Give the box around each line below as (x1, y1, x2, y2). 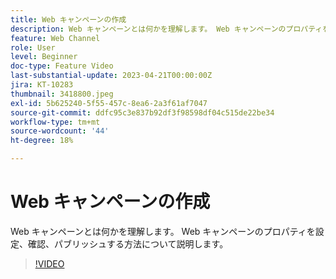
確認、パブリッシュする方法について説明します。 (27, 237, 229, 250)
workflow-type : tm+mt (10, 117, 101, 127)
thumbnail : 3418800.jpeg (10, 89, 114, 99)
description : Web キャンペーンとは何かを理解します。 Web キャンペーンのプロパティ (10, 24, 323, 34)
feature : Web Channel (10, 33, 101, 43)
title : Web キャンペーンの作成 (10, 14, 127, 25)
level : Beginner (10, 52, 78, 62)
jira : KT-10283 (10, 80, 74, 90)
